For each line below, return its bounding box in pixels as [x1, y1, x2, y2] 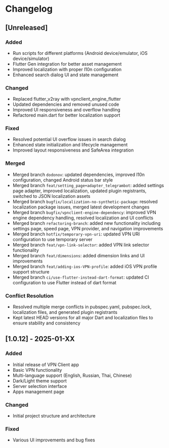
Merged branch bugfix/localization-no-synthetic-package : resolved [12, 198, 158, 204]
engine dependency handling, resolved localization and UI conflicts [12, 215, 154, 221]
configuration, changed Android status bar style [12, 176, 113, 183]
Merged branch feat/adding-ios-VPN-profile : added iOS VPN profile [12, 263, 157, 270]
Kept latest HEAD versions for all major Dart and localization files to [12, 315, 153, 321]
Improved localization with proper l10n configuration [12, 66, 122, 72]
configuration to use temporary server [12, 236, 93, 242]
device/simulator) [12, 55, 50, 62]
